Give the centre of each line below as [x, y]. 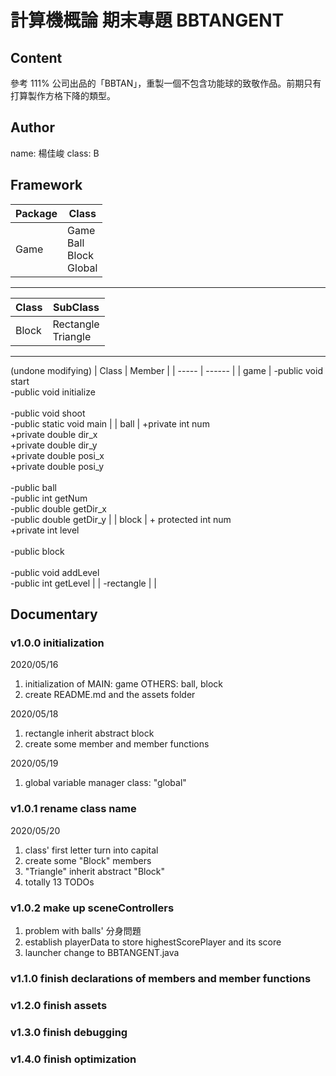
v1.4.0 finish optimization [73, 1059]
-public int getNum [49, 498]
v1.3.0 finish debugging [69, 1032]
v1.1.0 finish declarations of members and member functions [161, 978]
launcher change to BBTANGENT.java [102, 952]
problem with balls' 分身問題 [83, 930]
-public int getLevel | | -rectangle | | [83, 583]
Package [36, 213]
